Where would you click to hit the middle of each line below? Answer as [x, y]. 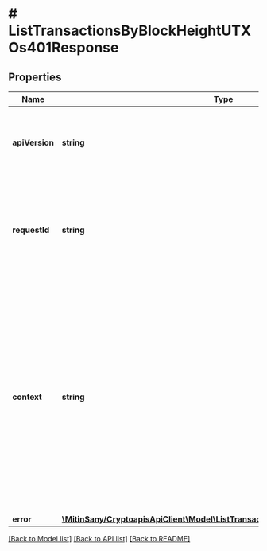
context [27, 397]
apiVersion [33, 142]
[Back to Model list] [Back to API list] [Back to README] [99, 539]
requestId [31, 230]
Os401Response [64, 48]
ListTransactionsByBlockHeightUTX [130, 31]
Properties [35, 77]
